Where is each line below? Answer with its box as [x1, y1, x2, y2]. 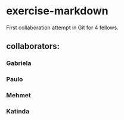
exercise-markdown [6, 4, 108, 18]
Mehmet [6, 91, 31, 100]
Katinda [6, 107, 30, 116]
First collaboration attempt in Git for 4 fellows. [6, 24, 119, 31]
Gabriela [6, 59, 32, 67]
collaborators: [6, 41, 60, 51]
